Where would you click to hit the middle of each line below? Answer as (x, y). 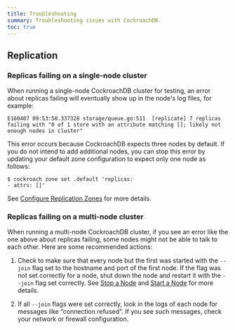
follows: (19, 167)
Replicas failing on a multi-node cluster (75, 217)
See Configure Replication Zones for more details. (80, 198)
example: (20, 106)
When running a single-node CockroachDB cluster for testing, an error (109, 91)
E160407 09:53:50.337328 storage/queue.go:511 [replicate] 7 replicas (114, 119)
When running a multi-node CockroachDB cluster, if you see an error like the (118, 232)
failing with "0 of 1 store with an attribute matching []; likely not (114, 125)
